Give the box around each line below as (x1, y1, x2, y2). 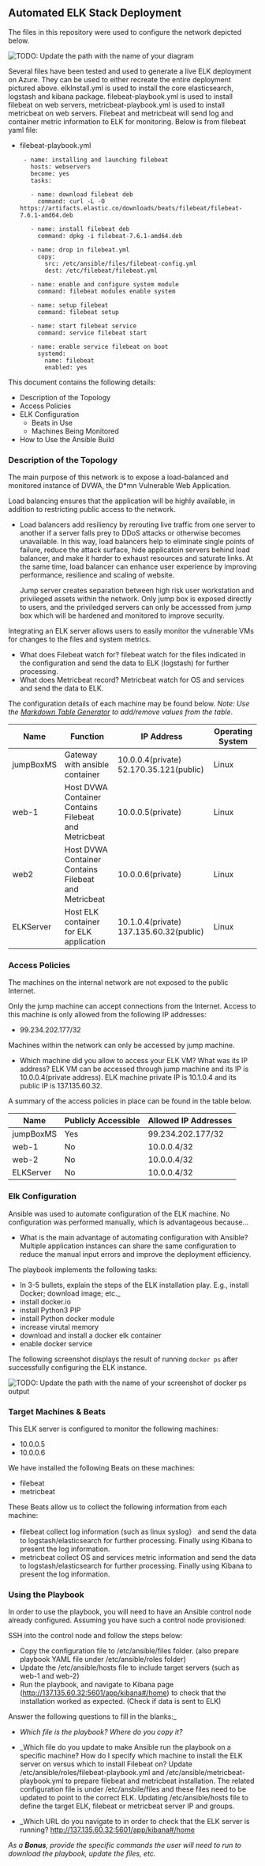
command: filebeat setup (37, 308, 120, 316)
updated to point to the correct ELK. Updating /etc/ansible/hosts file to (19, 1793, 248, 1803)
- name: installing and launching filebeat (23, 156, 169, 164)
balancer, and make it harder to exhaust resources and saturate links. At (19, 554, 254, 563)
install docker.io (19, 1296, 71, 1306)
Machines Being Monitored (31, 426, 120, 436)
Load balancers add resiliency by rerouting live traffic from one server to (19, 520, 256, 529)
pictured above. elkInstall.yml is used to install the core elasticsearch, (8, 83, 234, 93)
